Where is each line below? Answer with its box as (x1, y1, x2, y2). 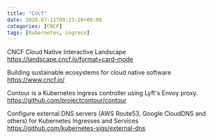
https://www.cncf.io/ (7, 76, 65, 84)
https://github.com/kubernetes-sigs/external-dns (7, 124, 145, 132)
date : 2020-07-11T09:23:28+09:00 (7, 16, 102, 23)
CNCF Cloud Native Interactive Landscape (7, 48, 126, 56)
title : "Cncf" (7, 10, 48, 17)
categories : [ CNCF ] (7, 23, 63, 29)
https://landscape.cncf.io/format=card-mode (7, 55, 134, 64)
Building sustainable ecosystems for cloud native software (7, 68, 172, 77)
